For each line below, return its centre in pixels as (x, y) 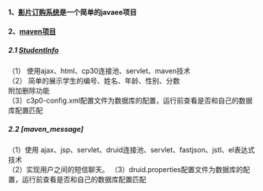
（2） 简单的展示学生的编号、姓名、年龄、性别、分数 (94, 81)
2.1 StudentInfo (33, 50)
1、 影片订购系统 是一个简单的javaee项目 (72, 12)
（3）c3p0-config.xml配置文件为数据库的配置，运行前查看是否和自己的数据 (131, 101)
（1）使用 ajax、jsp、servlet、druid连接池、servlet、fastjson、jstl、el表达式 (131, 150)
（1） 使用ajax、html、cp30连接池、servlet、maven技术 (100, 71)
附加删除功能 (29, 91)
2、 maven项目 (32, 32)
